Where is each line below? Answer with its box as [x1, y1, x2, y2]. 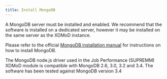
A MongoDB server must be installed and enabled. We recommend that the [5, 21, 162, 27]
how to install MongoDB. [5, 47, 57, 53]
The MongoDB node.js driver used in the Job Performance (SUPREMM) [5, 57, 155, 63]
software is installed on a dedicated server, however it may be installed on [5, 26, 160, 33]
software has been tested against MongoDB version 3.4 [5, 68, 122, 74]
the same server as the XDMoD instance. [5, 32, 91, 38]
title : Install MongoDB [5, 7, 56, 13]
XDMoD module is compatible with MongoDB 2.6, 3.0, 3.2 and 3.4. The [5, 62, 153, 68]
